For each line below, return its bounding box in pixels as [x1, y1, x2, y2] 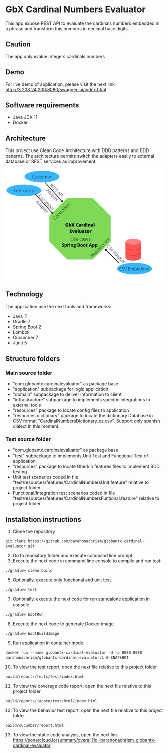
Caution [5, 40, 31, 49]
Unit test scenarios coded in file [12, 474, 79, 480]
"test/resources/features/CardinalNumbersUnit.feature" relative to [12, 479, 149, 485]
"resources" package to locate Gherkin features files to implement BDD [12, 463, 160, 470]
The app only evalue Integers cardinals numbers [5, 53, 105, 59]
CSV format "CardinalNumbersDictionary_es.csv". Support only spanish [12, 418, 160, 424]
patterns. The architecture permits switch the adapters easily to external [5, 153, 154, 159]
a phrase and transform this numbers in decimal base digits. [5, 25, 129, 31]
